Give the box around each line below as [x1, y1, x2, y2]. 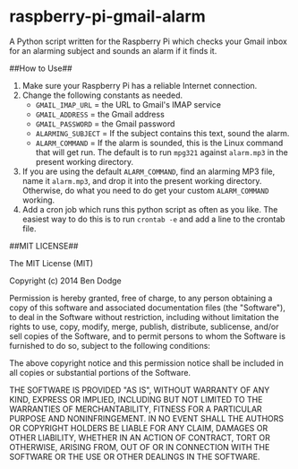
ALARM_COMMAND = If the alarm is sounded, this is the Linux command [35, 137, 284, 148]
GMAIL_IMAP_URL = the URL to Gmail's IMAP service [35, 99, 222, 109]
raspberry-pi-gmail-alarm [9, 6, 206, 27]
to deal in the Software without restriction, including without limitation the [9, 311, 279, 322]
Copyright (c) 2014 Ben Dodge [9, 275, 123, 286]
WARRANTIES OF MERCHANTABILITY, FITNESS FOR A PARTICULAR [9, 404, 262, 414]
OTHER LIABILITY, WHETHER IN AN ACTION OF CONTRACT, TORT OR [9, 432, 270, 443]
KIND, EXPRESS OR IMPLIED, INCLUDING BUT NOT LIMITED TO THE [9, 394, 263, 404]
